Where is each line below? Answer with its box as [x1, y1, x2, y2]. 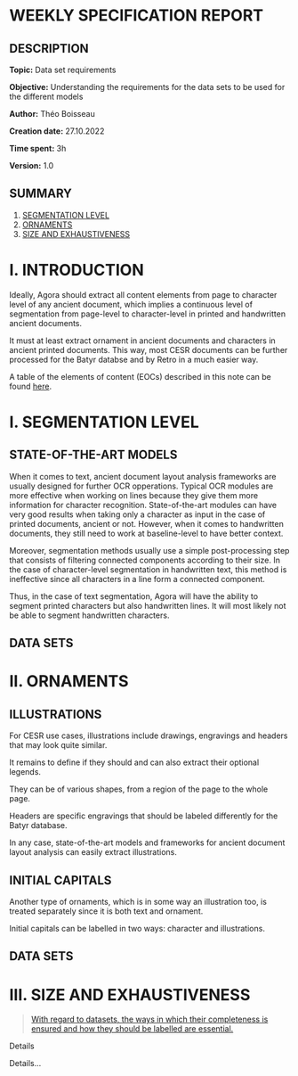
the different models [9, 91, 84, 102]
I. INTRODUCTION [9, 260, 144, 280]
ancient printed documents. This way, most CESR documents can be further [9, 344, 288, 355]
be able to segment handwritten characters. [9, 610, 170, 620]
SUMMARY [9, 186, 73, 201]
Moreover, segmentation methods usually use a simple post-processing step [9, 545, 290, 555]
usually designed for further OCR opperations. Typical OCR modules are [9, 481, 274, 491]
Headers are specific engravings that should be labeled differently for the [9, 810, 278, 821]
